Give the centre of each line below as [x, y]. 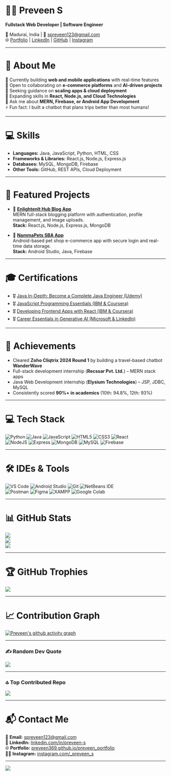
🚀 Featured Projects [48, 195]
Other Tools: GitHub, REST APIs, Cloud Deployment [67, 169]
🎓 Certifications [41, 277]
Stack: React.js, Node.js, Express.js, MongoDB [62, 225]
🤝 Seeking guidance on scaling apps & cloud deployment [66, 90]
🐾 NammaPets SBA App [38, 235]
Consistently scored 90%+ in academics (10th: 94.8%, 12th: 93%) [82, 393]
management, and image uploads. [48, 220]
